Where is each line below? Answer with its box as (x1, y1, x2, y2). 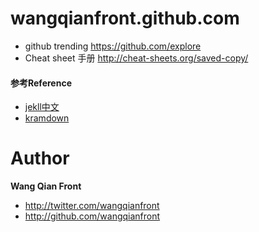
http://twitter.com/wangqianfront (24, 200, 160, 212)
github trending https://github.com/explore (24, 40, 202, 52)
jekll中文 (24, 101, 60, 113)
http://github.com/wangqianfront (24, 210, 161, 222)
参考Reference (10, 77, 72, 89)
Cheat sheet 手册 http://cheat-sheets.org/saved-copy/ (24, 52, 249, 64)
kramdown (24, 112, 70, 124)
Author (10, 147, 70, 170)
